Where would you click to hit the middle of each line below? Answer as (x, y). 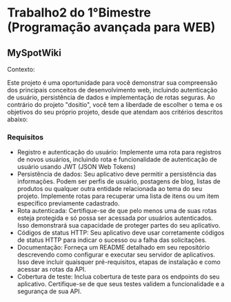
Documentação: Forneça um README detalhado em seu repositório (113, 248)
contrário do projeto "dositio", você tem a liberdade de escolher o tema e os (115, 104)
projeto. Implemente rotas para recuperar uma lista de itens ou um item (118, 196)
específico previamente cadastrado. (68, 203)
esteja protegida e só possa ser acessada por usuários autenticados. (115, 218)
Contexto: (21, 69)
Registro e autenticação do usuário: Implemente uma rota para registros (119, 152)
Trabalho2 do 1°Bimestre (79, 13)
